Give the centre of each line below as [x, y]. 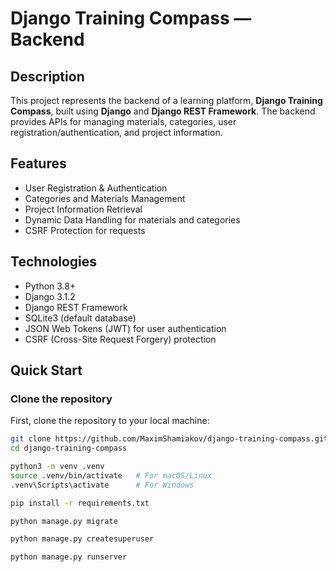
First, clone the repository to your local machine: [110, 421]
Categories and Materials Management [105, 198]
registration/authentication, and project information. [116, 132]
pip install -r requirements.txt [80, 503]
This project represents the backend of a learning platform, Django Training [166, 100]
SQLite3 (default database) [80, 318]
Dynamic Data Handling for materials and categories [132, 219]
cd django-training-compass [69, 448]
